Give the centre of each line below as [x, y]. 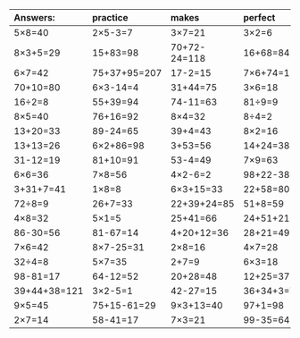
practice [110, 17]
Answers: [34, 17]
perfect [259, 17]
